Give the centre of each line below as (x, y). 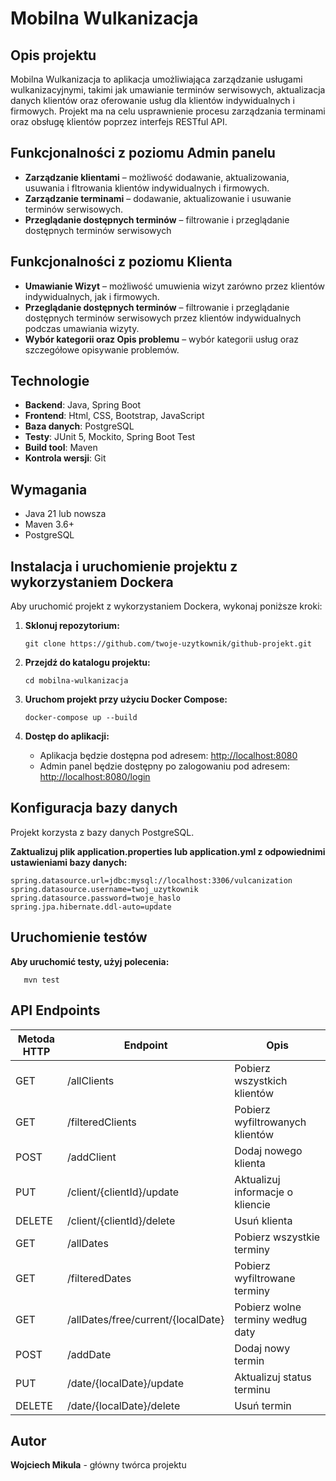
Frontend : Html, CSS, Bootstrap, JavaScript (114, 416)
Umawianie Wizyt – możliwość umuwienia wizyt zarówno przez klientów (175, 286)
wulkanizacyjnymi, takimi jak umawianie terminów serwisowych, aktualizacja (168, 90)
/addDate (89, 1354)
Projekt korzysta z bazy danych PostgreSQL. (102, 832)
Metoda (36, 1039)
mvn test (41, 980)
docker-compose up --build (81, 718)
